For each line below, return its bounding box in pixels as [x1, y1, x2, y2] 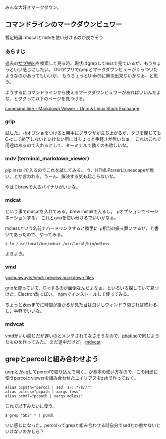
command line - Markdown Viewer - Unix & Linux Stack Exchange [5, 106, 140, 112]
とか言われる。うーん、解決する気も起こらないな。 [13, 173, 118, 179]
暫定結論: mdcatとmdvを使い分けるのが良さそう [5, 34, 104, 40]
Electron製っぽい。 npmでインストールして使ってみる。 [18, 291, 132, 297]
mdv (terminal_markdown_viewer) [5, 155, 89, 162]
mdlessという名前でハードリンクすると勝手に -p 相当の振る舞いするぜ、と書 [5, 225, 159, 231]
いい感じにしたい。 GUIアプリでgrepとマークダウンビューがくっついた [13, 67, 158, 73]
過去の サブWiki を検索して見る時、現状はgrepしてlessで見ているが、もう [5, 60, 153, 66]
